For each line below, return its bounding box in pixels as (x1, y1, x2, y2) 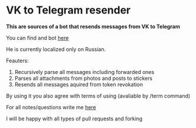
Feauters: (6, 57, 29, 64)
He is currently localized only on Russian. (6, 45, 106, 53)
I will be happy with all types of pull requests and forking (6, 115, 143, 122)
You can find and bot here (6, 34, 69, 41)
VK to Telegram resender (6, 4, 131, 17)
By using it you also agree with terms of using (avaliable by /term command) (6, 92, 191, 99)
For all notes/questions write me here (6, 103, 96, 110)
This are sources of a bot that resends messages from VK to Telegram (6, 23, 180, 30)
